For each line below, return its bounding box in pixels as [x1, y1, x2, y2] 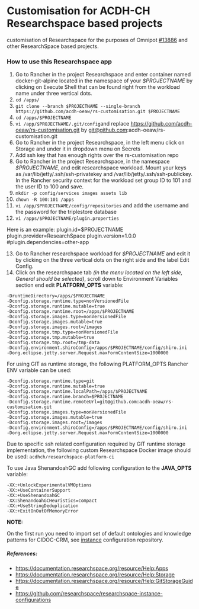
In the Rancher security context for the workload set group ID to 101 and [15, 177, 191, 184]
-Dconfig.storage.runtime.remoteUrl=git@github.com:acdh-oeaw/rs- [7, 399, 174, 405]
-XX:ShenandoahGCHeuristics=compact [7, 498, 97, 504]
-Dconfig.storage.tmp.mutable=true [7, 335, 95, 341]
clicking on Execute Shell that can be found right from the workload [15, 84, 180, 91]
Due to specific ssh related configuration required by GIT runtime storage [7, 440, 186, 448]
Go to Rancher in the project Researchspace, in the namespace [15, 158, 170, 165]
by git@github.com [81, 126, 128, 134]
